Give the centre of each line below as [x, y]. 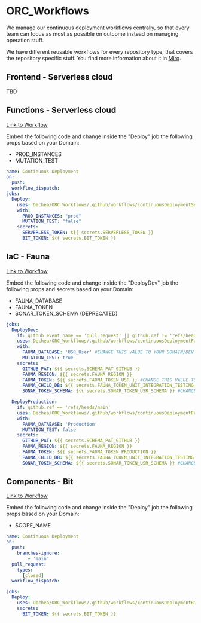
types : [25, 570]
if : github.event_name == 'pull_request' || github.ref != [92, 335]
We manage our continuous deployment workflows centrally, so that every [98, 28]
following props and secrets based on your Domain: [70, 289]
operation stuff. [25, 40]
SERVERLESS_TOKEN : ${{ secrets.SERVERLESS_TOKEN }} [88, 233]
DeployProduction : [35, 402]
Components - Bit [40, 482]
